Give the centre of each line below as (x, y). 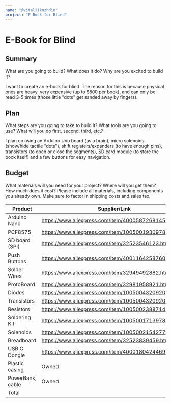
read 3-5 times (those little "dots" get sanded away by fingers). (72, 97)
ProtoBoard (21, 285)
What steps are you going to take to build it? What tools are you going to (81, 125)
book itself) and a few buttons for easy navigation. (58, 157)
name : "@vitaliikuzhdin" (32, 10)
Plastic (16, 364)
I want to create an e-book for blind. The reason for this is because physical (85, 86)
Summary (21, 59)
